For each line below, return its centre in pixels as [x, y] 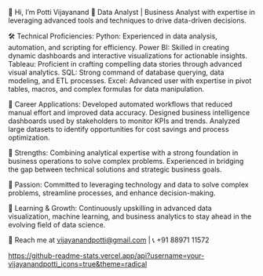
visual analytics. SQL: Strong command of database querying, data [116, 72]
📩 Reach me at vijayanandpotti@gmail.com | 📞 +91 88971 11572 [109, 240]
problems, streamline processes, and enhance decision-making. [112, 193]
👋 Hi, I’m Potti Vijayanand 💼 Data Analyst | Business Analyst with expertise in [131, 12]
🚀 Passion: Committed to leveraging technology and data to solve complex [128, 185]
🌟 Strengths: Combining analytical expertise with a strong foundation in [123, 153]
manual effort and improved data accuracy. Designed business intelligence [129, 113]
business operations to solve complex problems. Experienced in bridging [126, 161]
